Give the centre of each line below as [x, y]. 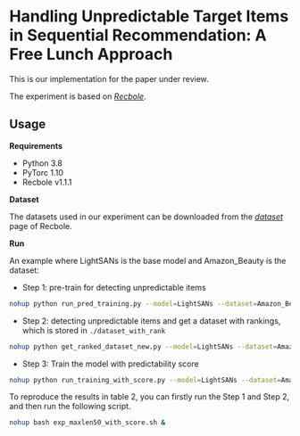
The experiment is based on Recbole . [78, 96]
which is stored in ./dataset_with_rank [94, 330]
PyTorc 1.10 [43, 172]
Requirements [36, 145]
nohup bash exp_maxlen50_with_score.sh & [87, 423]
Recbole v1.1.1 [47, 182]
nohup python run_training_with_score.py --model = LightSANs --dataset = [145, 380]
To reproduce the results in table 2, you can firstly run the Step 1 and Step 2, [150, 397]
